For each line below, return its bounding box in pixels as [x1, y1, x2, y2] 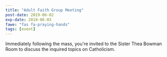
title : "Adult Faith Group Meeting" [5, 7, 84, 13]
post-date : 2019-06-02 [5, 12, 54, 17]
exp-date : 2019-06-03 [5, 17, 52, 22]
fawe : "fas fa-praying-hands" [5, 22, 70, 27]
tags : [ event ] [5, 27, 36, 32]
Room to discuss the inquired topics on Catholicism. [5, 46, 116, 52]
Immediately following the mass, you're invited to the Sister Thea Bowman [5, 41, 162, 47]
